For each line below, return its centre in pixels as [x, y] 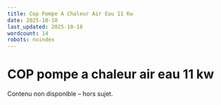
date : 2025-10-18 [33, 20]
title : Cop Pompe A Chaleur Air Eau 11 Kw [70, 14]
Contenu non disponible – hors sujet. [60, 94]
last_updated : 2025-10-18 [45, 27]
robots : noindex [31, 40]
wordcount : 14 [28, 33]
